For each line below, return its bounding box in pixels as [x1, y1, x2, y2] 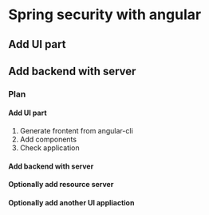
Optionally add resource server [8, 180, 114, 189]
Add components [19, 134, 77, 145]
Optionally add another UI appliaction [8, 197, 135, 207]
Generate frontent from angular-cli [19, 126, 133, 136]
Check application [19, 143, 80, 153]
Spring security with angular [8, 6, 202, 24]
